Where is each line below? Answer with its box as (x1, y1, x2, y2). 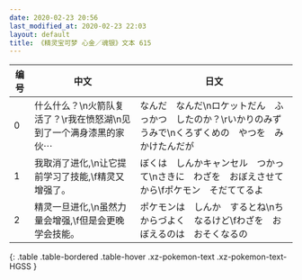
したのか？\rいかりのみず (175, 113, 282, 126)
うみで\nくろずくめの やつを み (139, 127, 284, 140)
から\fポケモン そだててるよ (139, 184, 264, 196)
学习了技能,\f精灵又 (43, 170, 125, 183)
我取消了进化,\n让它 (34, 157, 119, 169)
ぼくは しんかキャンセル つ (139, 157, 267, 169)
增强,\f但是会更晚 (52, 214, 125, 227)
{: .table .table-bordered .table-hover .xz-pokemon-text (9, 251, 216, 262)
